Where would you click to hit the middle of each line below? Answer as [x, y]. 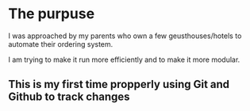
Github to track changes [69, 97]
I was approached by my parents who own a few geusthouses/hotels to [125, 36]
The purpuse [52, 14]
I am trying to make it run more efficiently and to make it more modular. [124, 59]
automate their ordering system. [61, 44]
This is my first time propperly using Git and [119, 84]
